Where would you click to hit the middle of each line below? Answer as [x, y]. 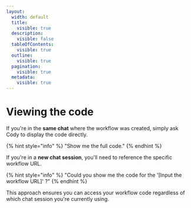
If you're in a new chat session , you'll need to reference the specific [89, 157]
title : [19, 22]
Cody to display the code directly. [47, 134]
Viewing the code [50, 112]
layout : [16, 11]
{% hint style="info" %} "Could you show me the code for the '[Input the [94, 175]
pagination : [26, 66]
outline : [22, 55]
